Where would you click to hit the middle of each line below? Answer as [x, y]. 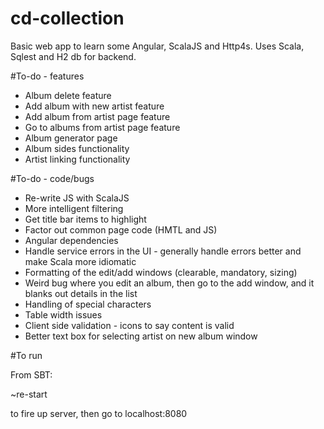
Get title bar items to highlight [85, 219]
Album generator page [71, 138]
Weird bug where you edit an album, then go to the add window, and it [169, 283]
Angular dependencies [71, 240]
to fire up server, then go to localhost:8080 [99, 413]
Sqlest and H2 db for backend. [73, 56]
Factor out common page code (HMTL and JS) [121, 229]
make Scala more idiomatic [80, 261]
